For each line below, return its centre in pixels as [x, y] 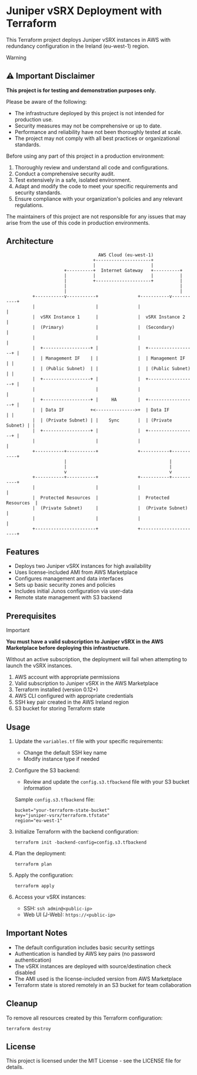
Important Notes [37, 933]
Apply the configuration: [44, 875]
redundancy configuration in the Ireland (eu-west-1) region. [78, 46]
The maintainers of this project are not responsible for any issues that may [96, 216]
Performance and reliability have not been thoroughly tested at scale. [98, 132]
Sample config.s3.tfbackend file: [55, 799]
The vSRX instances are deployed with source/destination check [93, 966]
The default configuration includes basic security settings [84, 947]
